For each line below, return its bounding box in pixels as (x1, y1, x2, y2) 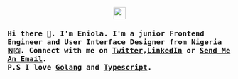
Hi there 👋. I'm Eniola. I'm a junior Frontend (7, 28, 205, 38)
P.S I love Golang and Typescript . (7, 63, 153, 72)
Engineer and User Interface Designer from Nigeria (7, 37, 222, 46)
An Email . (7, 54, 48, 63)
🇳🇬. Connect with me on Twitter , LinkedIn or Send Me (7, 46, 231, 55)
